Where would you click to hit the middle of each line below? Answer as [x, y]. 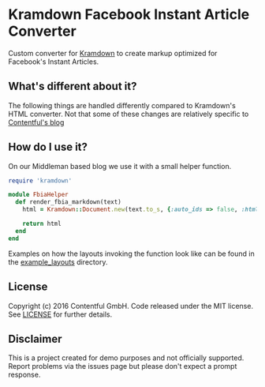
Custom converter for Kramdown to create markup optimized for [113, 53]
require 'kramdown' [40, 180]
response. [24, 375]
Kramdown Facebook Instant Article [129, 15]
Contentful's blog [36, 122]
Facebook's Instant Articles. [54, 62]
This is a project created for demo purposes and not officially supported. [126, 358]
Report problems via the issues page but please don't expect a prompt [123, 366]
